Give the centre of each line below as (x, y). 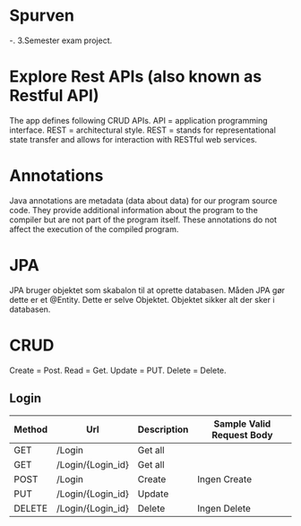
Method (31, 429)
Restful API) (55, 96)
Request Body (242, 435)
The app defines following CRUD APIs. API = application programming (138, 120)
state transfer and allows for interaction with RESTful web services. (133, 139)
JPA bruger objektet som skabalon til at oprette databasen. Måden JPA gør (147, 290)
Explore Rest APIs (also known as (136, 77)
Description (163, 429)
